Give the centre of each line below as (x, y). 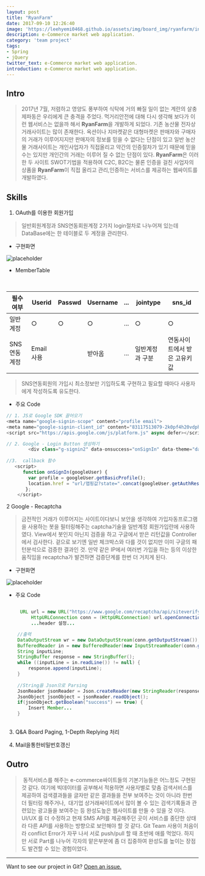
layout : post (23, 12)
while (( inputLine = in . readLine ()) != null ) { (79, 663)
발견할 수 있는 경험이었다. (58, 849)
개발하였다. (34, 178)
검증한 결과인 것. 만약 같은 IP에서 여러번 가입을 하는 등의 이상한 (122, 549)
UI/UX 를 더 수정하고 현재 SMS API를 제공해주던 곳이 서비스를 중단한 (103, 818)
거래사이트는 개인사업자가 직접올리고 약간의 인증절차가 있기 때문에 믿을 (112, 147)
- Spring (17, 52)
